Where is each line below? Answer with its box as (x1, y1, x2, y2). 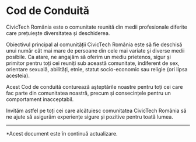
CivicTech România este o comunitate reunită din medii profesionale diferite (6, 23, 188, 30)
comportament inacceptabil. (6, 95, 74, 103)
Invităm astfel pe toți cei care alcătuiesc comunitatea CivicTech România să (6, 107, 187, 114)
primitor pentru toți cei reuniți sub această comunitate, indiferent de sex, (6, 60, 180, 67)
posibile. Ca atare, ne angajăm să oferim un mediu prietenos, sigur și (6, 53, 171, 60)
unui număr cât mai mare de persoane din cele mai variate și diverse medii (6, 47, 185, 54)
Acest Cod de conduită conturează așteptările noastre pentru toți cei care (6, 83, 183, 90)
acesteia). (6, 72, 30, 79)
